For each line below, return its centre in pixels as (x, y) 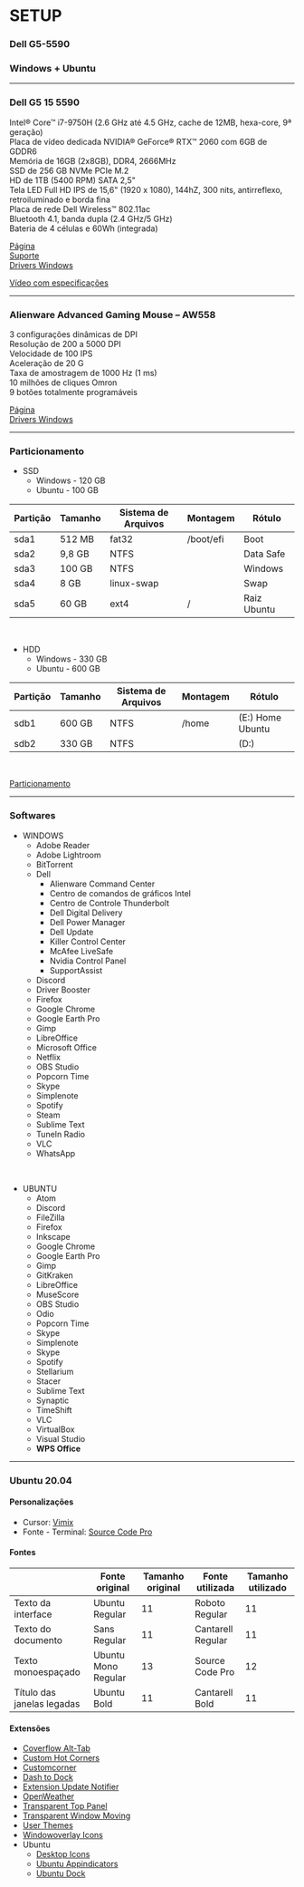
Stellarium (55, 1371)
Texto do (33, 1629)
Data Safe (265, 554)
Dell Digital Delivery (86, 913)
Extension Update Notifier (71, 1787)
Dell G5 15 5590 (44, 102)
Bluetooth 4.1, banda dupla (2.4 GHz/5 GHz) (91, 218)
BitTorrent (55, 864)
